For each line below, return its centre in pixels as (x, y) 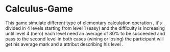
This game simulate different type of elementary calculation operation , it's (84, 23)
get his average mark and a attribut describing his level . (64, 44)
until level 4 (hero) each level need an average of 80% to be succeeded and (85, 33)
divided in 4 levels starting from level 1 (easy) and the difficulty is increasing (85, 28)
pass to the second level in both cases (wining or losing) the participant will (85, 39)
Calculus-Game (39, 9)
